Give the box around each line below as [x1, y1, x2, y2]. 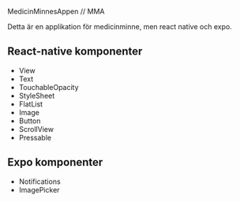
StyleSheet [18, 91, 55, 100]
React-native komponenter [7, 45, 143, 58]
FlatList [18, 99, 43, 109]
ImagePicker [18, 185, 60, 194]
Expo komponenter [7, 155, 103, 169]
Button [18, 116, 41, 125]
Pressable [18, 133, 52, 142]
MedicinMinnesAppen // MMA [7, 7, 105, 16]
